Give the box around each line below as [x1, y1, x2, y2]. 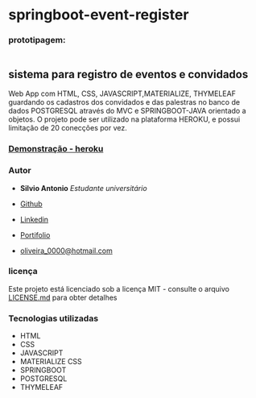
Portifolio [19, 230, 51, 239]
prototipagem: [8, 35, 66, 46]
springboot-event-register [8, 6, 189, 24]
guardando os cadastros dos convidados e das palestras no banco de [8, 97, 240, 107]
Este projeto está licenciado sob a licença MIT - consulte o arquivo [8, 284, 229, 293]
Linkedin [19, 214, 49, 224]
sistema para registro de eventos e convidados [8, 67, 249, 81]
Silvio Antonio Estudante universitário [19, 183, 147, 193]
